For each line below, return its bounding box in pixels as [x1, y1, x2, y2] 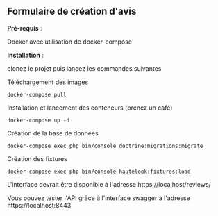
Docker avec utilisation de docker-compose [7, 38, 132, 46]
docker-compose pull [7, 91, 67, 98]
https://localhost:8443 [7, 201, 72, 209]
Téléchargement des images [7, 78, 89, 86]
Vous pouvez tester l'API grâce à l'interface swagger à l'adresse [7, 194, 191, 202]
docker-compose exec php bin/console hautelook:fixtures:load [7, 168, 191, 175]
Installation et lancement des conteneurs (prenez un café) [7, 103, 173, 112]
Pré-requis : [7, 24, 43, 32]
